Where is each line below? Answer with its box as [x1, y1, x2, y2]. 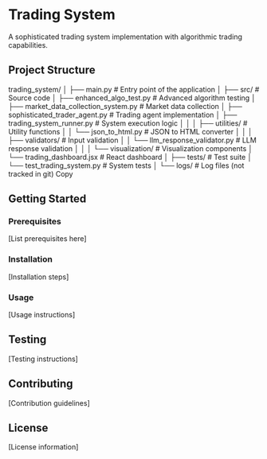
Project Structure [8, 64, 96, 77]
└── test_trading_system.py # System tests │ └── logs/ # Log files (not [8, 161, 245, 170]
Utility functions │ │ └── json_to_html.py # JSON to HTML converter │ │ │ [8, 126, 253, 136]
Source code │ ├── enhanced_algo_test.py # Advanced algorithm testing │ [8, 93, 257, 103]
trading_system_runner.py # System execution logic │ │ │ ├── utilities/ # [8, 118, 248, 128]
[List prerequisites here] [8, 234, 87, 243]
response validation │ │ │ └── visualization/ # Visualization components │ [8, 143, 253, 153]
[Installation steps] [8, 272, 69, 282]
